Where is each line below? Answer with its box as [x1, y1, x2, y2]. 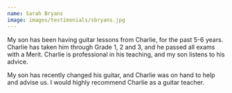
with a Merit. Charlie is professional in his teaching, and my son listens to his [7, 50, 225, 59]
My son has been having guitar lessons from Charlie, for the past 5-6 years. [7, 35, 224, 43]
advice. [7, 57, 28, 65]
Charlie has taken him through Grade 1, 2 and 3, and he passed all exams [7, 43, 215, 51]
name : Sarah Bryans [7, 10, 64, 17]
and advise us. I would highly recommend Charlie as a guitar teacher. [7, 78, 205, 86]
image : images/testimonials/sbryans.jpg [7, 17, 126, 23]
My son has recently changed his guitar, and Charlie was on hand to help [7, 70, 215, 79]
